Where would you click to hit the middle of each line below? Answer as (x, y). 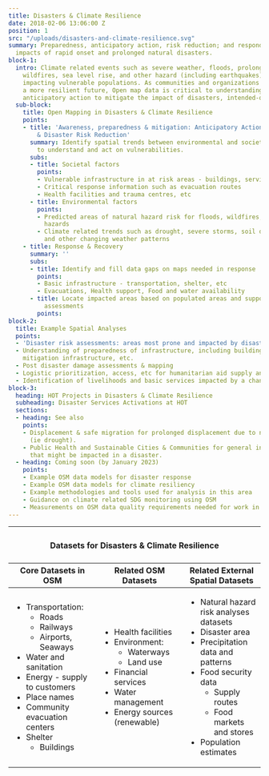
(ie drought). (53, 440)
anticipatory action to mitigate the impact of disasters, (123, 98)
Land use (145, 662)
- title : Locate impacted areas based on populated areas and (135, 299)
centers (40, 727)
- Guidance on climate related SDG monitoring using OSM (120, 500)
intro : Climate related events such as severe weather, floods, (125, 68)
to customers (51, 687)
